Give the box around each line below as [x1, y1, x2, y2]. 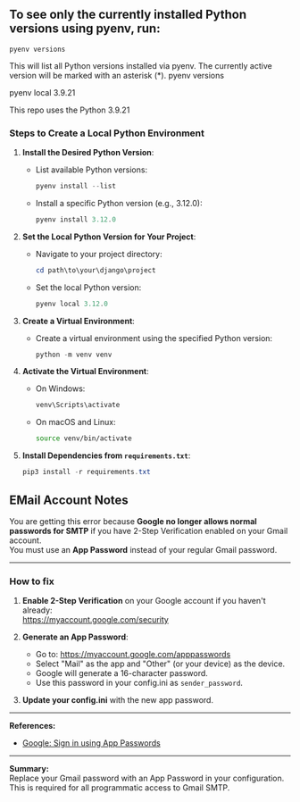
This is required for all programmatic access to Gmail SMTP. [9, 782, 230, 793]
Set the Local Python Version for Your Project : [21, 231, 196, 242]
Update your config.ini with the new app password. [21, 695, 214, 706]
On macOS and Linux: [35, 417, 116, 428]
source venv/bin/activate [35, 434, 132, 443]
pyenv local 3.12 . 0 [35, 299, 109, 308]
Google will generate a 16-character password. [35, 668, 208, 679]
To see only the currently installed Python [9, 7, 247, 22]
